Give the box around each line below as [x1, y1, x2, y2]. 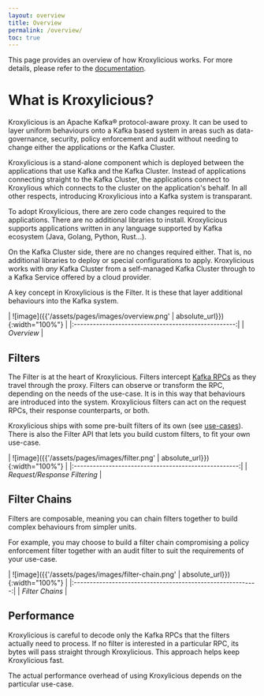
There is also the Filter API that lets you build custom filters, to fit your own [8, 430, 251, 438]
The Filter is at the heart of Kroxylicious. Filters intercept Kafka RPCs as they [8, 372, 257, 382]
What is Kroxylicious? [8, 92, 154, 109]
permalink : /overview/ [8, 26, 83, 34]
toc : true [8, 33, 41, 42]
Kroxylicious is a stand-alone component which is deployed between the [8, 158, 244, 167]
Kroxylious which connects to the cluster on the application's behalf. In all [8, 183, 247, 193]
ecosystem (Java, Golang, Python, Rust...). [8, 232, 147, 242]
